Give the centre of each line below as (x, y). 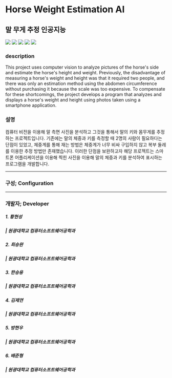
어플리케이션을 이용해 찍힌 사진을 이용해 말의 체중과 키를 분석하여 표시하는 (89, 157)
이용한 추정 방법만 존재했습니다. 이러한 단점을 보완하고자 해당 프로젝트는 (82, 151)
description (20, 56)
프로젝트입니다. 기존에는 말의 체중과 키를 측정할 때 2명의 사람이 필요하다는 (88, 138)
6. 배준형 (14, 356)
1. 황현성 (14, 217)
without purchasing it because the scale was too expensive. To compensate (85, 89)
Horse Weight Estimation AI (65, 9)
